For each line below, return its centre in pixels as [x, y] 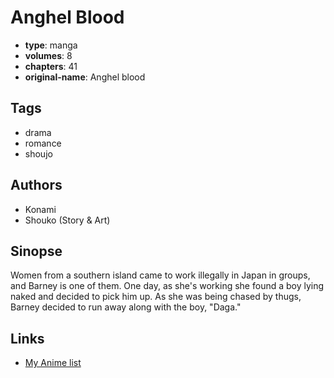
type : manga [51, 45]
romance [43, 143]
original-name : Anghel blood [85, 77]
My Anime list [53, 363]
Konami [40, 209]
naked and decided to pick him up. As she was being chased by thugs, [156, 297]
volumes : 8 [48, 55]
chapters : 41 [51, 66]
